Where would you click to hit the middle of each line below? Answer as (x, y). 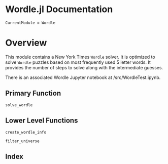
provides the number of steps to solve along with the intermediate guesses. (84, 67)
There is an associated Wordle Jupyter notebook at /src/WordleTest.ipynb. (83, 77)
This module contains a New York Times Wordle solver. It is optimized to (80, 57)
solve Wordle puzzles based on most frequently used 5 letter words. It (78, 62)
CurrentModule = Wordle (30, 23)
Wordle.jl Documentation (59, 9)
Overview (26, 43)
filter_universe (22, 141)
